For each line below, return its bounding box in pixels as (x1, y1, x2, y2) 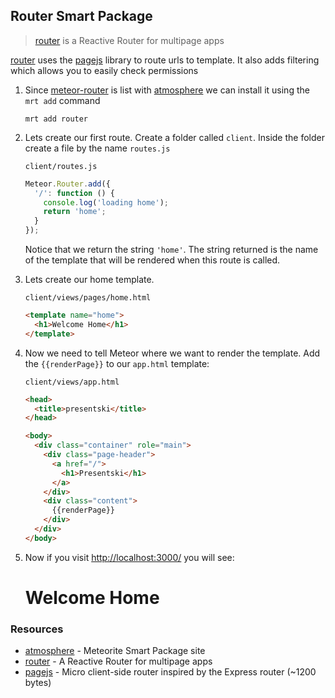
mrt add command (24, 94, 101, 106)
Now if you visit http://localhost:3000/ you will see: (24, 551, 235, 563)
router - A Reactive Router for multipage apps (24, 655, 213, 668)
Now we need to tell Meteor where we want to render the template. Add (24, 347, 321, 359)
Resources (10, 622, 64, 636)
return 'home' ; (43, 207, 107, 217)
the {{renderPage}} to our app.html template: (24, 357, 210, 369)
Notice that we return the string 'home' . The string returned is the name (24, 244, 319, 256)
